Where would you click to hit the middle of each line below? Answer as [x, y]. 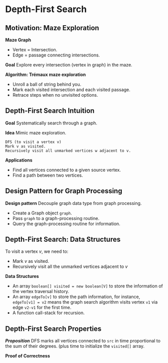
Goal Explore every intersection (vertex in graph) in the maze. [69, 65]
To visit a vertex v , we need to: [37, 251]
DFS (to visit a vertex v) [33, 142]
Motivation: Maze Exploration [52, 28]
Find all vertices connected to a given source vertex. [67, 170]
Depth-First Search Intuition [50, 111]
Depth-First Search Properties [53, 329]
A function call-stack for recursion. [49, 313]
